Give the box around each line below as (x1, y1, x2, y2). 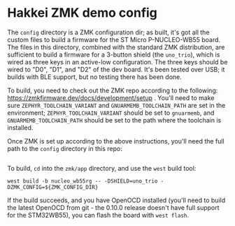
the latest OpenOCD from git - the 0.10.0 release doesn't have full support (7, 203, 220, 211)
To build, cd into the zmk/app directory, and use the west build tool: (7, 164, 197, 172)
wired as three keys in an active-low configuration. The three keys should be (7, 57, 228, 66)
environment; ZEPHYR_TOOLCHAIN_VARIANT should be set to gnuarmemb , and (7, 108, 215, 117)
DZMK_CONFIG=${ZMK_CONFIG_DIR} (7, 183, 99, 190)
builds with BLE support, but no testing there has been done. (7, 72, 182, 81)
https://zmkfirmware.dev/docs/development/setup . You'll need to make (7, 93, 215, 102)
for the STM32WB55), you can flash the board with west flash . (7, 211, 189, 219)
